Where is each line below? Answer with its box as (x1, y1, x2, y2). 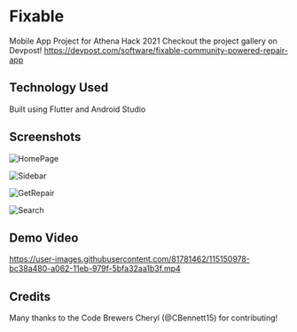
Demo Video (9, 230, 79, 245)
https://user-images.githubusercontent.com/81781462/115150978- (9, 254, 251, 265)
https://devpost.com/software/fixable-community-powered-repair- (43, 44, 288, 55)
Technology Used (9, 80, 109, 95)
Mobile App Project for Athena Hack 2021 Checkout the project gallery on (9, 36, 277, 46)
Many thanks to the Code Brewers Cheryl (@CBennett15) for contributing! (9, 312, 278, 323)
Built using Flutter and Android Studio (9, 104, 146, 115)
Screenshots (9, 130, 82, 145)
